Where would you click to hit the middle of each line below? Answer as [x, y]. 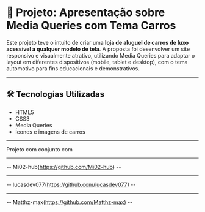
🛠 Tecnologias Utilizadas [56, 94]
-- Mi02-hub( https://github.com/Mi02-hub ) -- [64, 167]
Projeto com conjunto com [40, 149]
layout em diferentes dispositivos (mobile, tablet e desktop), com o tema [97, 62]
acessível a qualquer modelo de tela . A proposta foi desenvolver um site [98, 49]
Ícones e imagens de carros [50, 132]
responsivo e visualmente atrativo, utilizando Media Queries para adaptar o [101, 55]
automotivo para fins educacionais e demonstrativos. [73, 68]
